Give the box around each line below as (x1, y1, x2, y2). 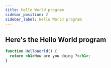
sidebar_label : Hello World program (5, 17, 82, 22)
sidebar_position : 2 (5, 12, 49, 17)
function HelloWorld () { (5, 49, 57, 54)
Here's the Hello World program (5, 35, 106, 44)
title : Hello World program (5, 7, 64, 13)
